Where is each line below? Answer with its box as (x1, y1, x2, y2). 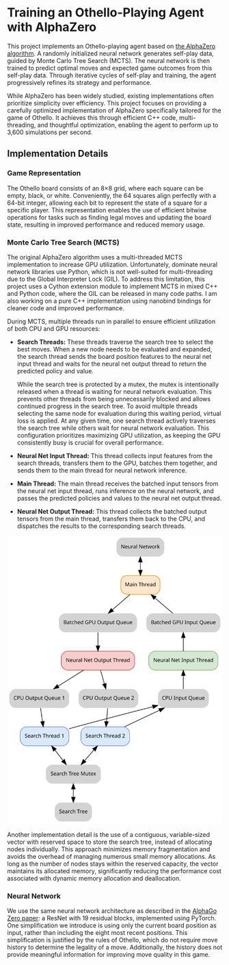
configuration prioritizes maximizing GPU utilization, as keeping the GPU (16, 431, 221, 439)
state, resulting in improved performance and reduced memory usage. (7, 221, 205, 229)
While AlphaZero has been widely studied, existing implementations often (7, 91, 214, 100)
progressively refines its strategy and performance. (7, 78, 152, 86)
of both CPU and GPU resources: (7, 324, 100, 333)
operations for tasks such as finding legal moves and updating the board (7, 213, 212, 221)
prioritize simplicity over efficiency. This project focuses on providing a (7, 99, 207, 107)
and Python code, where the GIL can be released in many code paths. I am (7, 289, 217, 297)
